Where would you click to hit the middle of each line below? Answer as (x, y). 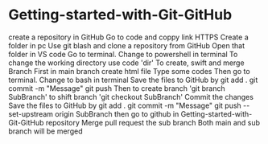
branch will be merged (45, 131)
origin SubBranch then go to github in (117, 113)
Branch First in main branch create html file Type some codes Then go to (130, 71)
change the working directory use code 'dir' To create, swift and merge (126, 63)
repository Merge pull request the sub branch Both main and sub (153, 122)
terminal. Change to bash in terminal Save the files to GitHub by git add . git (133, 80)
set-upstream (31, 113)
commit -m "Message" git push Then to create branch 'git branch (117, 88)
